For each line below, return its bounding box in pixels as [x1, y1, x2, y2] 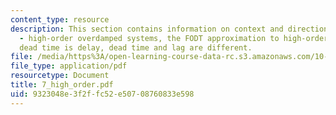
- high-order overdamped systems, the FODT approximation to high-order [19, 33, 329, 43]
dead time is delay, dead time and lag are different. [19, 42, 253, 53]
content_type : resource [10, 14, 110, 25]
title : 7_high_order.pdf [10, 80, 114, 90]
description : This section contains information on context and [10, 24, 284, 34]
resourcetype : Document [10, 71, 110, 81]
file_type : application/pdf [10, 61, 128, 71]
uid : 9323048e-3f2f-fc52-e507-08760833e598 [10, 89, 195, 99]
